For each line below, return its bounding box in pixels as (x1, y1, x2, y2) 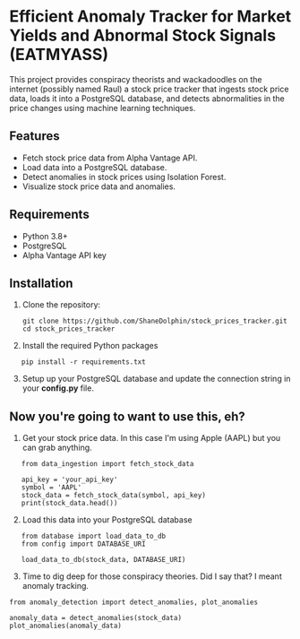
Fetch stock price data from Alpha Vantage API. (21, 152, 198, 163)
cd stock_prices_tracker (21, 324, 116, 333)
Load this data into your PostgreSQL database (21, 514, 193, 525)
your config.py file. (21, 383, 94, 393)
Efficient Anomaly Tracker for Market (9, 6, 292, 27)
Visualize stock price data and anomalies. (21, 181, 176, 192)
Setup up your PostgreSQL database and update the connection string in (21, 374, 291, 384)
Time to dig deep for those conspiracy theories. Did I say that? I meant (21, 571, 282, 582)
